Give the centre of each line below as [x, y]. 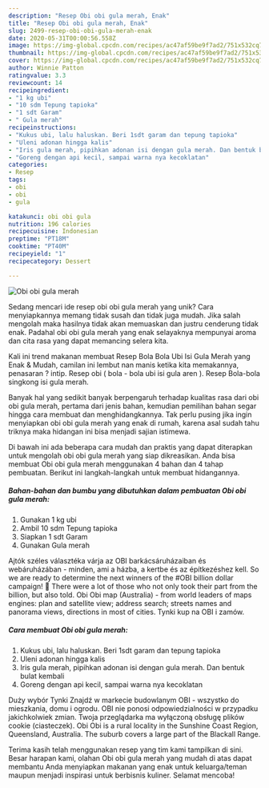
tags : [17, 180]
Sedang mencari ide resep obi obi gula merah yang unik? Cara [111, 306]
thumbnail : [26, 53]
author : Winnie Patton [46, 68]
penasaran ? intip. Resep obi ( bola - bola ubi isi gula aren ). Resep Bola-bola [134, 373]
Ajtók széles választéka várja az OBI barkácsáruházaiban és [107, 560]
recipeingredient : [39, 90]
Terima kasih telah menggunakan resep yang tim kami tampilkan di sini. [126, 750]
